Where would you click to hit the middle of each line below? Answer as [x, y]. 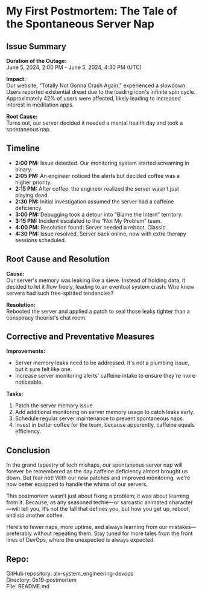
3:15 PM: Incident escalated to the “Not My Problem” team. [88, 221]
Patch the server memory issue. [55, 406]
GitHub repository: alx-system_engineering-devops [70, 574]
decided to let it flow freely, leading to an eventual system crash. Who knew [100, 286]
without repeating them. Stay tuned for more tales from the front [113, 533]
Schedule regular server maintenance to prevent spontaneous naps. [99, 418]
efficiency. [28, 432]
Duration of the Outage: [36, 61]
